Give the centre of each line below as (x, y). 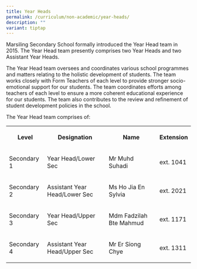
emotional (18, 87)
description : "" (26, 22)
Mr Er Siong (125, 244)
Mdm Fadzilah (128, 216)
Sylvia (117, 195)
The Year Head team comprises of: (48, 117)
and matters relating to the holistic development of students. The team (91, 74)
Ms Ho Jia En (127, 187)
